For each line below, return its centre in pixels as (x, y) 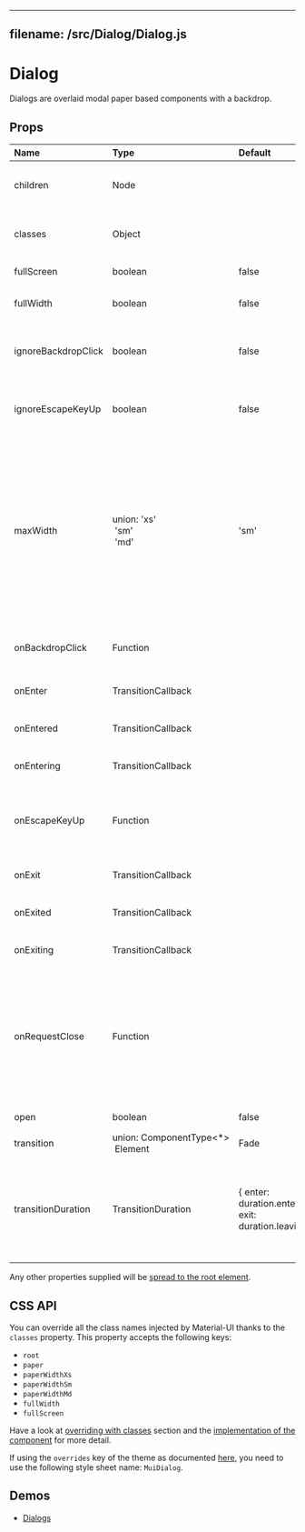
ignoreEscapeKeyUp (58, 409)
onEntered (36, 728)
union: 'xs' (134, 519)
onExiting (34, 950)
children (31, 185)
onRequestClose (49, 1036)
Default (255, 153)
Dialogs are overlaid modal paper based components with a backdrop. (141, 99)
